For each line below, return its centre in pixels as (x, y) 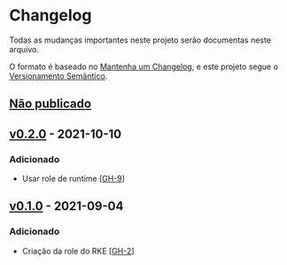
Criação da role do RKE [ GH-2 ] (78, 251)
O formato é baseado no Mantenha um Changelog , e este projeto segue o (144, 66)
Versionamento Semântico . (58, 75)
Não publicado (50, 104)
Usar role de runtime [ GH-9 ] (74, 179)
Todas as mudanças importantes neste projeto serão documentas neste (140, 40)
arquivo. (24, 49)
